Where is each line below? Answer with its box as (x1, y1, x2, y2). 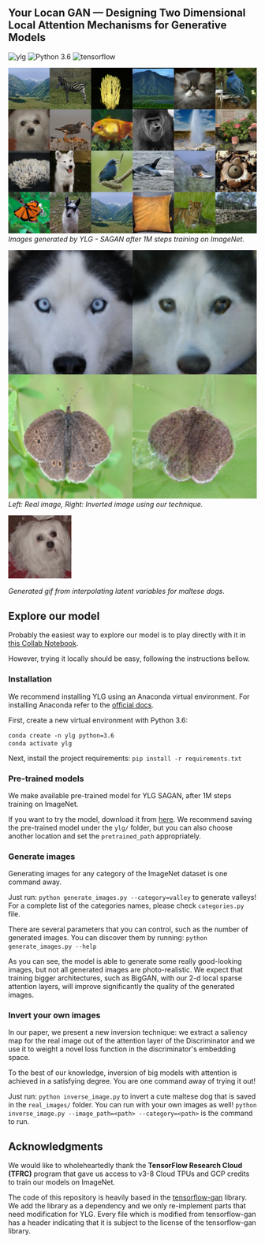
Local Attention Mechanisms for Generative (8, 19, 227, 32)
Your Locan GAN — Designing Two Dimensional (8, 6, 246, 20)
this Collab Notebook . (8, 639, 79, 648)
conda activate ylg (8, 739, 73, 748)
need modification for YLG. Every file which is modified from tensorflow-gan (8, 1210, 256, 1219)
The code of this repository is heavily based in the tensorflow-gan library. (8, 1193, 248, 1202)
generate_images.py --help (8, 943, 97, 951)
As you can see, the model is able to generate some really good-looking (8, 957, 242, 966)
